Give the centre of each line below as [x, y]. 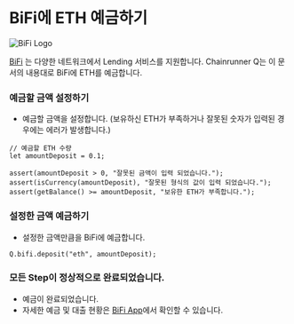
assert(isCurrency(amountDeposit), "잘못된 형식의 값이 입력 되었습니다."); [140, 183]
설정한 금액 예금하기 [49, 217]
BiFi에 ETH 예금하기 [79, 18]
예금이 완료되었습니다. [60, 298]
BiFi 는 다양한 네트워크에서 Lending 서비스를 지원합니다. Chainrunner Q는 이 [143, 61]
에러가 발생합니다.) [78, 130]
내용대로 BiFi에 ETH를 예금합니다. [84, 72]
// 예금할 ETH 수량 [40, 148]
